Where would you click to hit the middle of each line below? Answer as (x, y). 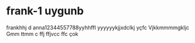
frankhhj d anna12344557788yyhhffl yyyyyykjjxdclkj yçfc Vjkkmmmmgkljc (98, 27)
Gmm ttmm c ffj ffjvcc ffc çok (42, 33)
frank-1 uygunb (45, 11)
